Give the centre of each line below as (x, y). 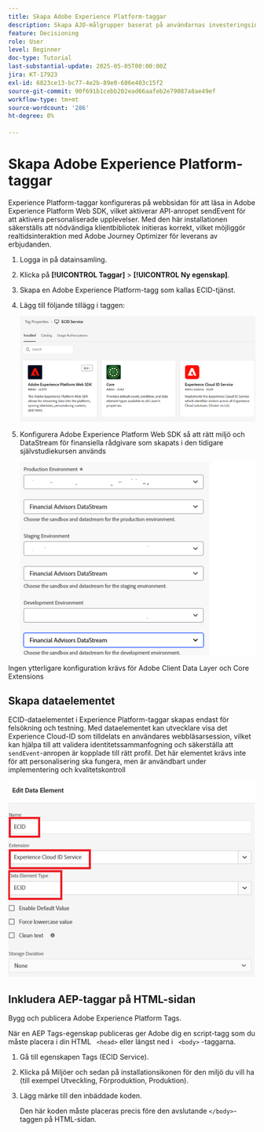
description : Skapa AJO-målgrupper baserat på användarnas (107, 25)
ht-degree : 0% (31, 116)
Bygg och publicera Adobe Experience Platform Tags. (95, 1018)
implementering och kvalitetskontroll (67, 770)
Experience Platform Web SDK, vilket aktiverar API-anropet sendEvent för (127, 211)
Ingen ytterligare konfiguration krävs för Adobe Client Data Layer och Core (129, 668)
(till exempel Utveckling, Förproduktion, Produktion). (104, 1081)
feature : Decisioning (44, 33)
